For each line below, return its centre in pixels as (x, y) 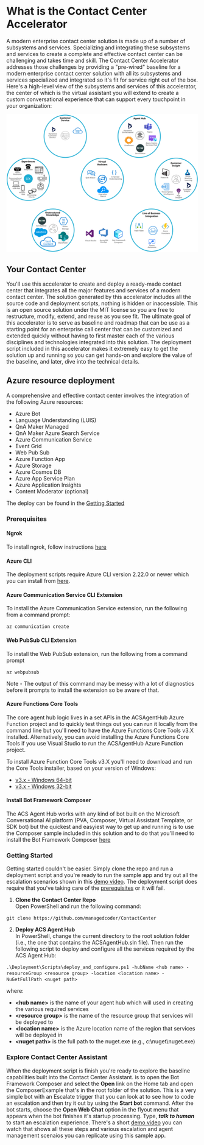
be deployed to (34, 1022)
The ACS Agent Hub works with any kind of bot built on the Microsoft (93, 814)
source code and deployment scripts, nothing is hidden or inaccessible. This (102, 303)
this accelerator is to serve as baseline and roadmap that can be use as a (98, 323)
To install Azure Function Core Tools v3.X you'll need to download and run (99, 761)
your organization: (29, 105)
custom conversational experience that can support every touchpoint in (96, 99)
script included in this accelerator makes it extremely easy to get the (92, 349)
